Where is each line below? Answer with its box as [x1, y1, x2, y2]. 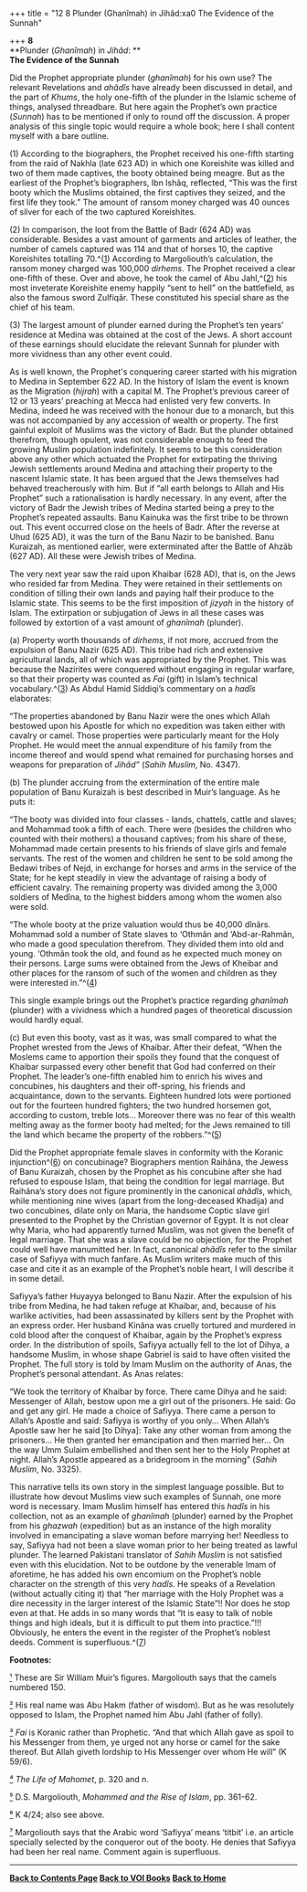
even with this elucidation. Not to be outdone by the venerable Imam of [9, 1559, 277, 1570]
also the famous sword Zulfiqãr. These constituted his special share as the [9, 292, 290, 302]
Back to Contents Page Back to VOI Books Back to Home [9, 1873, 227, 1883]
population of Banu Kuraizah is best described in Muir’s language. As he [9, 787, 281, 798]
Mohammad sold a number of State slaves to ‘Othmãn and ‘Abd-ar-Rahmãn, [9, 929, 295, 939]
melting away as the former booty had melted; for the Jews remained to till [9, 1119, 291, 1130]
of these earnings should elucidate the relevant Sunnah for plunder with [9, 339, 281, 350]
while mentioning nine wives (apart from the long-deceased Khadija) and [9, 1196, 284, 1206]
